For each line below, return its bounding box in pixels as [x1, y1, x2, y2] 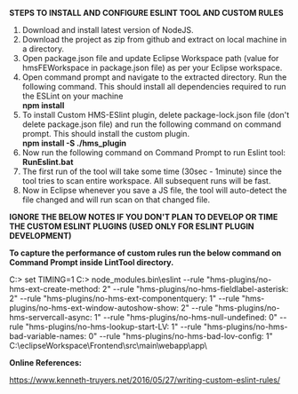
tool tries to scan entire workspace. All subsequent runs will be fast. [21, 176, 271, 185]
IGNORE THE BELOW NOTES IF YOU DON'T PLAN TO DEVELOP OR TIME [9, 212, 278, 222]
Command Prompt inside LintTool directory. [9, 257, 174, 267]
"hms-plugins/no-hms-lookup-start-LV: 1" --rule [25, 321, 202, 332]
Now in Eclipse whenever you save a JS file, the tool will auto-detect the [21, 185, 287, 195]
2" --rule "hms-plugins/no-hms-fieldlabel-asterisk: [101, 284, 289, 294]
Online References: [9, 358, 82, 367]
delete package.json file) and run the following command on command [21, 119, 282, 130]
